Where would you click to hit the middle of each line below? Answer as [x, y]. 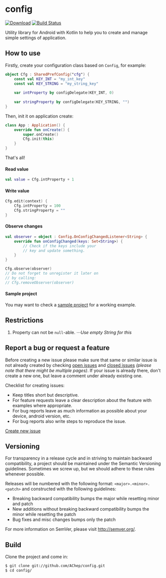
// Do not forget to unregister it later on [52, 274]
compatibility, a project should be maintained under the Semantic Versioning [83, 463]
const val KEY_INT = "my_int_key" [50, 79]
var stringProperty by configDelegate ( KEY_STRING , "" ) [72, 102]
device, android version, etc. [41, 416]
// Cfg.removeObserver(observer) [40, 283]
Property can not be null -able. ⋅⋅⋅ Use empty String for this [72, 332]
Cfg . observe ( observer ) [28, 269]
